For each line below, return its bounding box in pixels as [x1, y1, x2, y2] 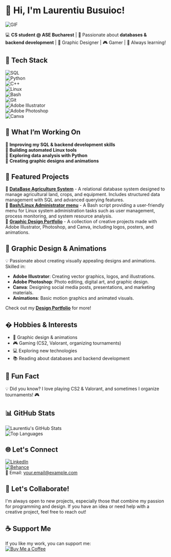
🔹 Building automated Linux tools [5, 147, 77, 153]
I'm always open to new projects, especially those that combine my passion [5, 498, 164, 504]
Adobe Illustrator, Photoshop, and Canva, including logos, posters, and [5, 224, 154, 230]
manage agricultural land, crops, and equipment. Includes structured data [5, 191, 160, 198]
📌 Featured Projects [5, 172, 69, 181]
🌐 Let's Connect [5, 445, 58, 454]
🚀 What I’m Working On [5, 128, 81, 137]
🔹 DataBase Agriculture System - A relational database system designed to [5, 186, 165, 192]
